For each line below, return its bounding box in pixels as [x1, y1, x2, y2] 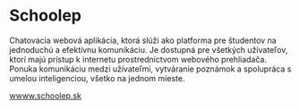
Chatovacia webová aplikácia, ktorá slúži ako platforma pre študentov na [9, 35, 277, 46]
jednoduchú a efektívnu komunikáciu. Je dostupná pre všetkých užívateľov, [9, 44, 288, 55]
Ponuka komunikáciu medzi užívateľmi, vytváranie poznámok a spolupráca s [9, 63, 292, 74]
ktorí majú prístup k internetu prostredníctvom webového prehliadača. [9, 54, 267, 64]
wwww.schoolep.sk [9, 90, 82, 101]
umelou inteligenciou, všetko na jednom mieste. [9, 72, 185, 83]
